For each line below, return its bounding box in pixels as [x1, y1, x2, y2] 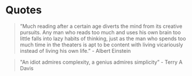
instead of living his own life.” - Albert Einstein [19, 47, 131, 54]
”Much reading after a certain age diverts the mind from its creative [19, 23, 183, 30]
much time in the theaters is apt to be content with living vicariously [19, 41, 183, 48]
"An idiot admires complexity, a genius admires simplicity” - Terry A [19, 59, 183, 66]
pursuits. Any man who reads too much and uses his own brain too [19, 28, 181, 35]
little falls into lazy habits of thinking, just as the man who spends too [19, 35, 186, 42]
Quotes [5, 3, 42, 17]
